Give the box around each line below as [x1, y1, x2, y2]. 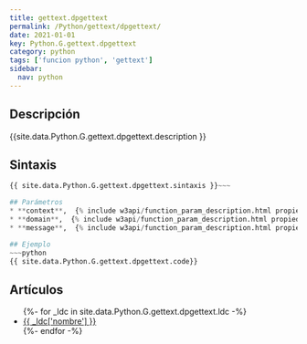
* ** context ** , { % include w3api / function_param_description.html [9, 206, 272, 215]
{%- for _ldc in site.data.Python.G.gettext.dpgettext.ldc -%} [22, 307, 247, 318]
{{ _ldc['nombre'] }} [22, 316, 97, 327]
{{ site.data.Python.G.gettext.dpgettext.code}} [9, 256, 198, 266]
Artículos [9, 282, 64, 297]
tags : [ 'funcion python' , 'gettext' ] [9, 56, 153, 65]
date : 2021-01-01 [9, 30, 76, 39]
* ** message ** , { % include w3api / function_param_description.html [9, 223, 272, 233]
